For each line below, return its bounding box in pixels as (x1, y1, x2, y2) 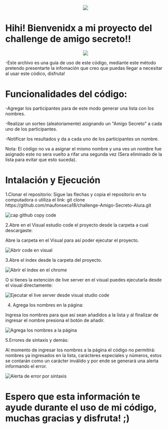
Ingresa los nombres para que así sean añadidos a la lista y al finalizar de (5, 312, 159, 318)
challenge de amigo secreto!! (5, 33, 131, 45)
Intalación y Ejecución (5, 174, 101, 186)
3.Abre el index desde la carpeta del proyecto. (5, 257, 102, 263)
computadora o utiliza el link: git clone (5, 196, 85, 203)
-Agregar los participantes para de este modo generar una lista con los (5, 105, 154, 111)
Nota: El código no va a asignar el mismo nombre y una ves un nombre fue (5, 145, 162, 152)
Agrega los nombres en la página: (12, 301, 84, 308)
